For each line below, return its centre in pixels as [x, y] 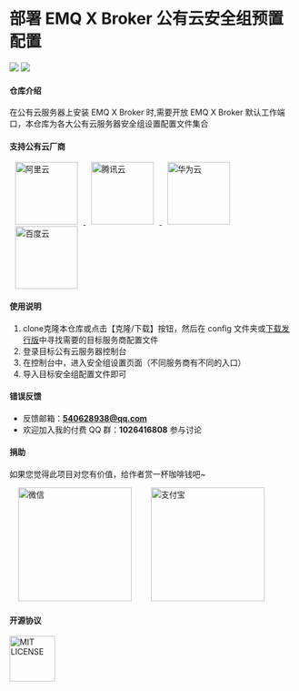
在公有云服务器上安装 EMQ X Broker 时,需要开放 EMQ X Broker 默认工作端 [147, 112]
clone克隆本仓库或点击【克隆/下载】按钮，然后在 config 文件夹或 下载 [152, 328]
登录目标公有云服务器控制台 [75, 351]
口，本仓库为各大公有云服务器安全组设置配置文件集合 [109, 124]
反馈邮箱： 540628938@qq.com [85, 418]
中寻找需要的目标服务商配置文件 [99, 340]
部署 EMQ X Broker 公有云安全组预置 [147, 19]
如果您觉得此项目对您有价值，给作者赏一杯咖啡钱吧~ [108, 473]
